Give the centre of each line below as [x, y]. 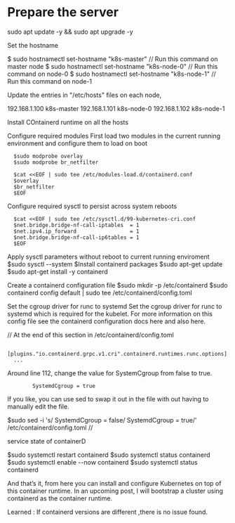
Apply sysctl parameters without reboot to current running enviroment [108, 257]
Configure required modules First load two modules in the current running [114, 136]
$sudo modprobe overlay [48, 156]
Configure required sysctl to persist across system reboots [92, 206]
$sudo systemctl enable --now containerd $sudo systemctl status [102, 462]
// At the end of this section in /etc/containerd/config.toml [90, 335]
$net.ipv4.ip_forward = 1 [76, 231]
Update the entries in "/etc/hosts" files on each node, [85, 95]
